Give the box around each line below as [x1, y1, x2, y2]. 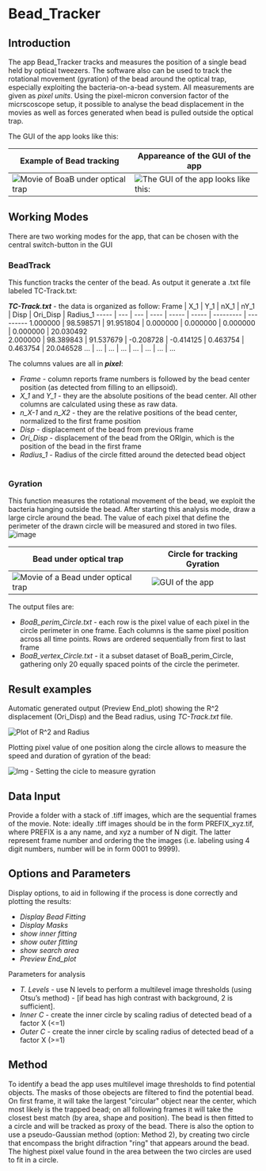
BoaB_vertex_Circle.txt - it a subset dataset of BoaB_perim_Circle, [19, 651, 234, 661]
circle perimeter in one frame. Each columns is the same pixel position [19, 626, 249, 635]
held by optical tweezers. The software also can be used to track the [8, 66, 232, 75]
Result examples [8, 682, 93, 696]
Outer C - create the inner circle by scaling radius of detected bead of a [19, 1027, 254, 1036]
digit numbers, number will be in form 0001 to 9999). [8, 845, 180, 854]
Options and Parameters [8, 867, 131, 880]
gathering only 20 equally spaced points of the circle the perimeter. [19, 659, 240, 669]
